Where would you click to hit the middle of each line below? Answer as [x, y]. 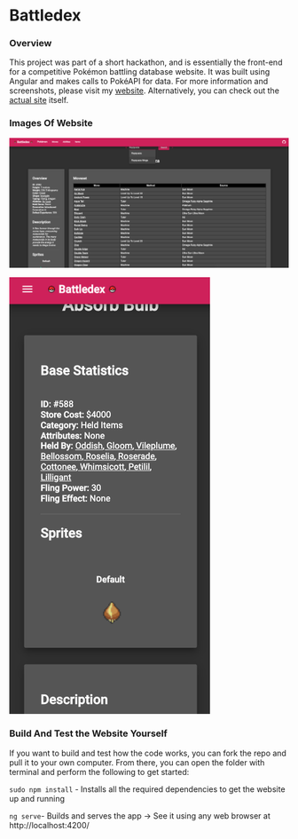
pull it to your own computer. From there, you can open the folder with [137, 762]
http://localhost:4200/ [50, 825]
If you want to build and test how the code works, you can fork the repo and [148, 753]
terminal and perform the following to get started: [99, 772]
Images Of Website [51, 123]
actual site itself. [39, 100]
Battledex [45, 16]
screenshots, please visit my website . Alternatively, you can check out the [144, 91]
